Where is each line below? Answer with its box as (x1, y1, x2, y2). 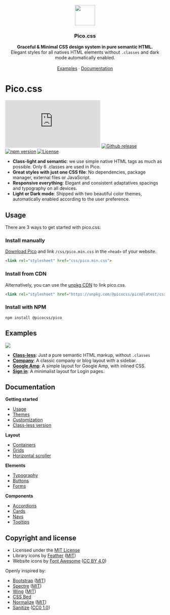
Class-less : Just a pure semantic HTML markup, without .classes (12, 352, 151, 358)
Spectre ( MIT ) (12, 583, 42, 589)
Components (5, 493, 33, 499)
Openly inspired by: (5, 568, 46, 574)
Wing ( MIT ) (12, 589, 36, 595)
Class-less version (12, 422, 52, 428)
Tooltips (12, 519, 30, 525)
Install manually (5, 236, 46, 244)
